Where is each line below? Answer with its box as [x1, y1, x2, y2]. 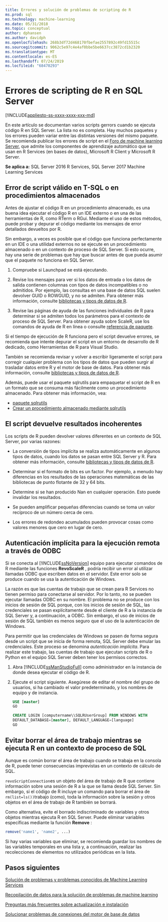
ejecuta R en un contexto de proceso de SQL [5, 744, 146, 753]
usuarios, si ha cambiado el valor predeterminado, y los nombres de [12, 684, 153, 690]
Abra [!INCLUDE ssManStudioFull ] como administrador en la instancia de [12, 664, 162, 670]
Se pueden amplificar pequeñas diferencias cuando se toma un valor [12, 504, 155, 510]
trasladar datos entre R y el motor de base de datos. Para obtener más [5, 364, 150, 370]
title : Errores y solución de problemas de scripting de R [5, 7, 131, 13]
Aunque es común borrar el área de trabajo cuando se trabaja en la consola [5, 757, 161, 763]
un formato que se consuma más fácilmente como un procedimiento [5, 384, 146, 390]
